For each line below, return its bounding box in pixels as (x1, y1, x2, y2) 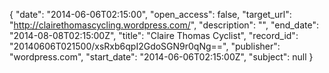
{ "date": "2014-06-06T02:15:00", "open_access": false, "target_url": (9, 9, 292, 20)
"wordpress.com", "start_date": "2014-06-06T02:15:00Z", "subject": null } (9, 51, 314, 63)
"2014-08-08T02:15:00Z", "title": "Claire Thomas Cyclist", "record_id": (9, 30, 299, 41)
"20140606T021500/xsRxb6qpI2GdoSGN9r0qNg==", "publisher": (9, 40, 281, 52)
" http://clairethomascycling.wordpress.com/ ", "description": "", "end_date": (9, 19, 320, 31)
